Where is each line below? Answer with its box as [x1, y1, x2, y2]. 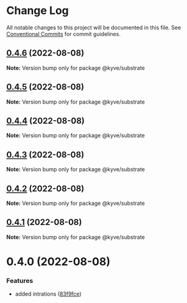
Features [6, 276, 34, 285]
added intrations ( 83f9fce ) [15, 290, 82, 298]
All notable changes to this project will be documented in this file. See [6, 24, 182, 31]
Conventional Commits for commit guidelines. [6, 30, 121, 37]
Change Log [6, 4, 69, 18]
